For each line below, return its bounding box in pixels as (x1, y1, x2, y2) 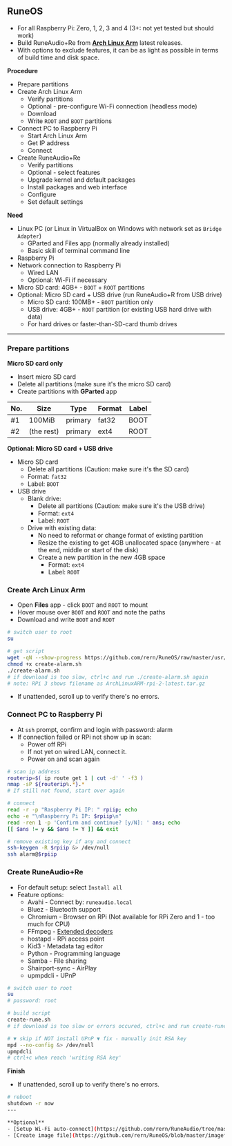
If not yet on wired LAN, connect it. (27, 747, 127, 755)
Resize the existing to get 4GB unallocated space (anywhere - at (37, 538, 221, 547)
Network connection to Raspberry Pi (17, 261, 122, 269)
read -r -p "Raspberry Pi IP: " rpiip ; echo (7, 807, 137, 814)
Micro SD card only (7, 359, 64, 368)
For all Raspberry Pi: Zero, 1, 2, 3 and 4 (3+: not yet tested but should (17, 24, 214, 32)
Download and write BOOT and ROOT (17, 615, 115, 624)
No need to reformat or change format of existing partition (37, 532, 204, 540)
